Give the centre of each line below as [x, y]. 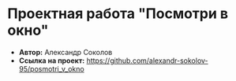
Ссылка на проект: [52, 61]
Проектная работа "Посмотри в [118, 14]
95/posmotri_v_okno [51, 68]
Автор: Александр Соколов [66, 52]
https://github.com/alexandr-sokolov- [147, 61]
